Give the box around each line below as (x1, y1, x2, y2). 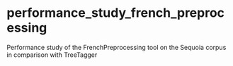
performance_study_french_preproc (6, 5, 225, 21)
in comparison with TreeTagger (6, 51, 98, 59)
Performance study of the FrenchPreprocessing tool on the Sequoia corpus (6, 43, 227, 51)
